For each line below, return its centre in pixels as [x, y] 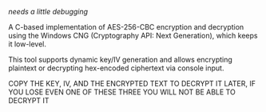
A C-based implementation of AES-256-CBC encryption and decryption [126, 27]
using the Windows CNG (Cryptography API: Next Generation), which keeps [133, 36]
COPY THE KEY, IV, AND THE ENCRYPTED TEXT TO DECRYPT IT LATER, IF [132, 84]
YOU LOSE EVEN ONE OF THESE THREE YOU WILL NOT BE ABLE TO [122, 92]
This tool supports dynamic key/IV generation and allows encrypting [121, 60]
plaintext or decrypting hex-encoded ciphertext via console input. [116, 68]
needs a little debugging [48, 12]
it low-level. [27, 44]
